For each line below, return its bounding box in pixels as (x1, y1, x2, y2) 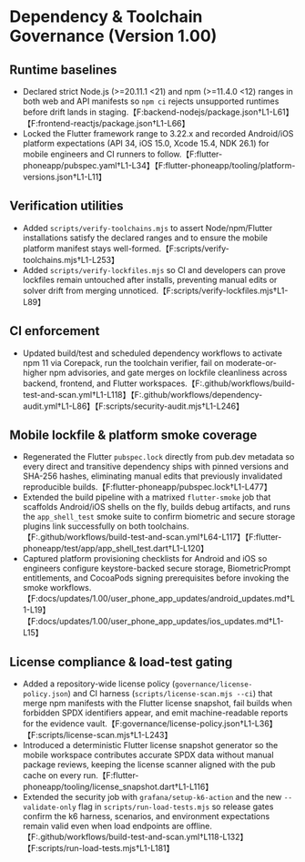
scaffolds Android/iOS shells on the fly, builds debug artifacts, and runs (22, 502, 291, 512)
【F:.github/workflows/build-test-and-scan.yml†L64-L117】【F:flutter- (22, 532, 282, 543)
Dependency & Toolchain (9, 6, 203, 27)
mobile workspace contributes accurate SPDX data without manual (22, 749, 275, 761)
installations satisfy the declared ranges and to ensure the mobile (22, 232, 269, 243)
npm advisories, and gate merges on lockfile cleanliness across (48, 367, 288, 378)
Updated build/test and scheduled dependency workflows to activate (22, 348, 282, 359)
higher (22, 367, 47, 378)
